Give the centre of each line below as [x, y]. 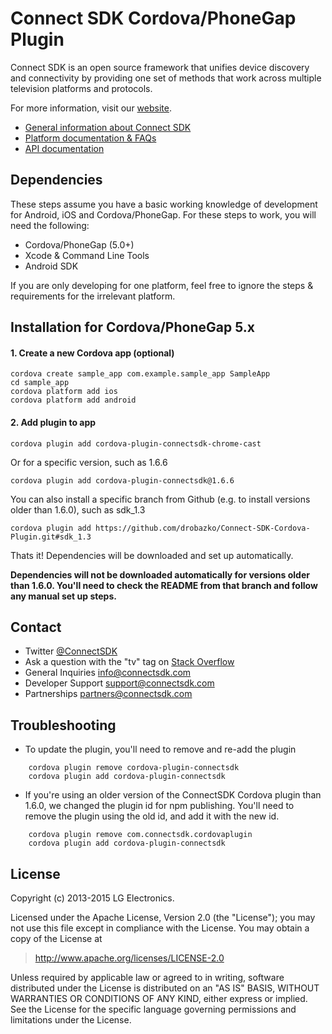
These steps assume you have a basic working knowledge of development [164, 204]
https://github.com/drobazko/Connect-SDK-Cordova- [203, 528]
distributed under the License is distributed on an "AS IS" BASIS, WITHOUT [165, 988]
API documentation [64, 148]
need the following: [50, 225]
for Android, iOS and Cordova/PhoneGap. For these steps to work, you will [163, 214]
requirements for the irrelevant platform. [93, 296]
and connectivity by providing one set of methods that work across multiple [166, 78]
